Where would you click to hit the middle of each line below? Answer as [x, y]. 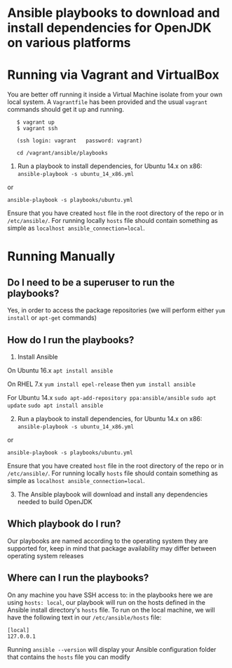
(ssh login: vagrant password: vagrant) [79, 141]
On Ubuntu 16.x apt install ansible [60, 370]
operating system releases [46, 555]
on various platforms [69, 43]
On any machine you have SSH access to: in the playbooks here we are [110, 595]
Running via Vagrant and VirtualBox [113, 75]
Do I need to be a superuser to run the [91, 282]
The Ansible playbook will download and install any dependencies [112, 494]
